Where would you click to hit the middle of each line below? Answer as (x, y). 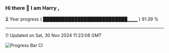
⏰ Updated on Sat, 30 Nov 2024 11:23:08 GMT (54, 35)
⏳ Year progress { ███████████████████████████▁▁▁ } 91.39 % (82, 19)
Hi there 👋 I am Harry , (32, 8)
